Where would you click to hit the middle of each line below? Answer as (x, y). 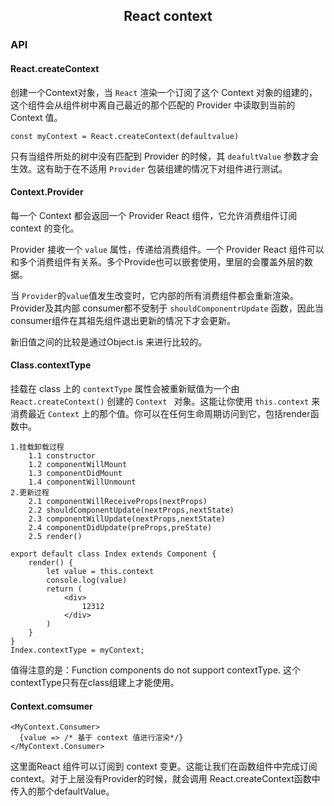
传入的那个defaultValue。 (62, 791)
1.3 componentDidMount (75, 473)
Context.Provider (47, 192)
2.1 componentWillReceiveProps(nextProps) (118, 501)
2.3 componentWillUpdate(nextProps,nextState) (127, 519)
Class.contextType (51, 365)
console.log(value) (87, 580)
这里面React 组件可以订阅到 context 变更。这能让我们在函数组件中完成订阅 (164, 766)
